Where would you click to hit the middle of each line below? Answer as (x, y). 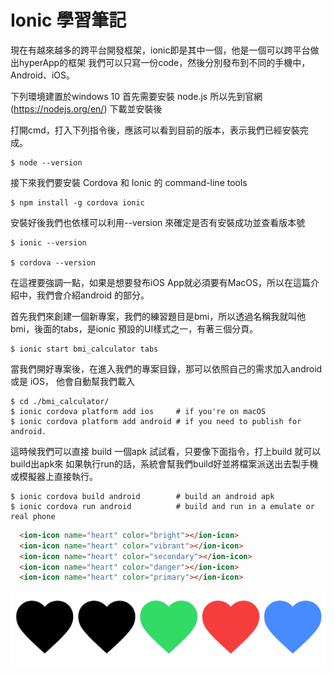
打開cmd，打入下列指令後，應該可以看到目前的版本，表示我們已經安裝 (155, 130)
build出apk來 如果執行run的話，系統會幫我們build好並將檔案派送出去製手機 (164, 463)
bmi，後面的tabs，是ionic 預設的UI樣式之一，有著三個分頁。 (134, 328)
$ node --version (46, 162)
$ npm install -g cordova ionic (77, 202)
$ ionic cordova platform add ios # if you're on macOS (138, 411)
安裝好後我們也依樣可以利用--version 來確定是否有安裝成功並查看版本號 (158, 222)
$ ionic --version (48, 242)
